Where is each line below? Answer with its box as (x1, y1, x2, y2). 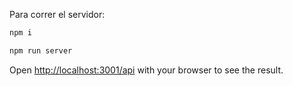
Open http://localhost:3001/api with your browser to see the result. (9, 64, 284, 76)
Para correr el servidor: (9, 9, 106, 20)
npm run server (9, 45, 73, 56)
